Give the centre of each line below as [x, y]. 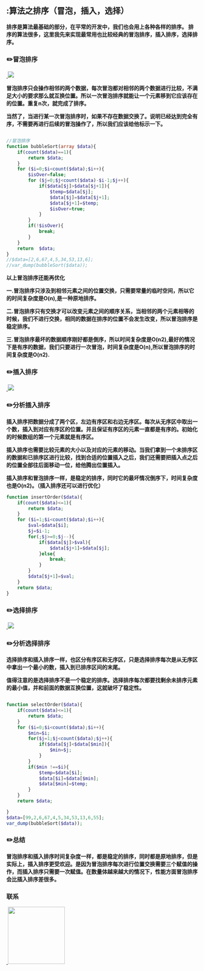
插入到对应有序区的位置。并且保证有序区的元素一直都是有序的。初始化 [110, 429]
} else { [47, 554]
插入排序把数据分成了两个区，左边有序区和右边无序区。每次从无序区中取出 [99, 422]
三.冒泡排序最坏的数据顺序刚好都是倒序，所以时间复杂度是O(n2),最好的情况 [101, 339]
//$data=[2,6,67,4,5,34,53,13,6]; [50, 260]
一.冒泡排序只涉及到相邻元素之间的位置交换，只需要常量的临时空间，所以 [98, 291]
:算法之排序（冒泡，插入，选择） [68, 11]
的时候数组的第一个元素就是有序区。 [52, 437]
